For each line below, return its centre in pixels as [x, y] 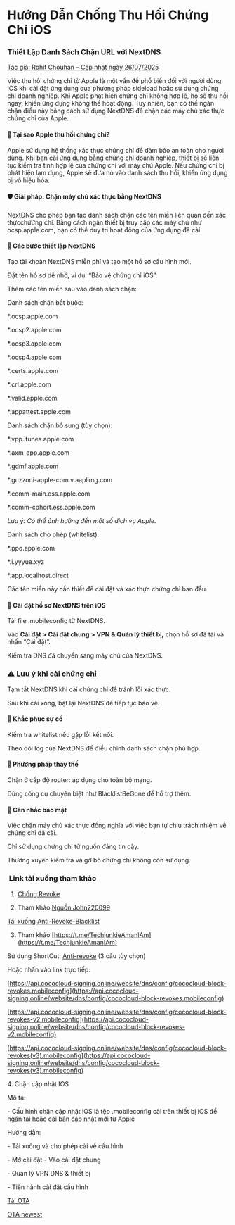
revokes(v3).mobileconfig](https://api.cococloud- [79, 1055]
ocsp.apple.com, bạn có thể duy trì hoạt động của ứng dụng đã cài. [105, 230]
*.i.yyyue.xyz [26, 562]
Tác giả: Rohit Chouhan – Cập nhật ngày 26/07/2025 [83, 68]
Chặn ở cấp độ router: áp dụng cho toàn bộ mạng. [80, 780]
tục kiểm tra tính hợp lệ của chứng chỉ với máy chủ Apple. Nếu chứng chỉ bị [116, 165]
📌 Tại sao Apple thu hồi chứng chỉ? [59, 134]
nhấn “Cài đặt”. [29, 642]
